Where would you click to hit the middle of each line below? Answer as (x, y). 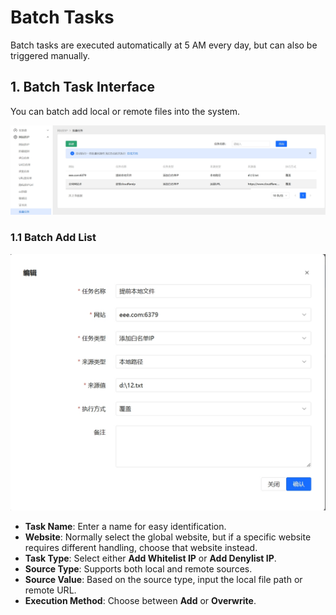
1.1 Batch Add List (53, 238)
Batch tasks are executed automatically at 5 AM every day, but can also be (164, 45)
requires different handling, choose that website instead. (141, 548)
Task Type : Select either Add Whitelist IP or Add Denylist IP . (150, 558)
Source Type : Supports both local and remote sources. (138, 569)
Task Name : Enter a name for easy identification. (125, 527)
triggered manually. (50, 55)
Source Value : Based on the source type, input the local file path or (163, 580)
